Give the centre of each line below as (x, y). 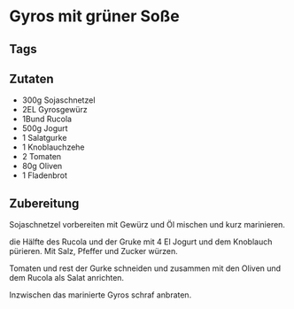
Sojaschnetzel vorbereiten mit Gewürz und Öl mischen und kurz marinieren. (147, 225)
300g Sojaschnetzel (58, 100)
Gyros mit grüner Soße (94, 16)
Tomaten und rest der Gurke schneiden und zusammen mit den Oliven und (145, 268)
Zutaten (32, 78)
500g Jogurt (45, 128)
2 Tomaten (42, 157)
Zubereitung (44, 203)
